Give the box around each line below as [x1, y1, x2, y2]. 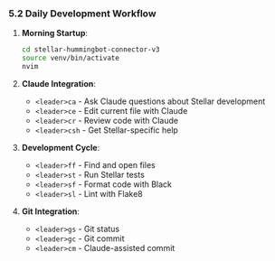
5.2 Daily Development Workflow [8, 7, 156, 20]
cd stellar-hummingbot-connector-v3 [21, 45, 160, 54]
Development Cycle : [21, 142, 100, 153]
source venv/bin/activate [21, 53, 119, 63]
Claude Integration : [21, 78, 97, 89]
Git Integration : [21, 206, 81, 217]
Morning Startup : [21, 28, 88, 39]
